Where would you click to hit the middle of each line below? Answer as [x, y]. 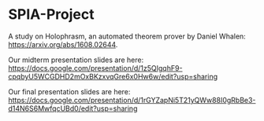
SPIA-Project [51, 15]
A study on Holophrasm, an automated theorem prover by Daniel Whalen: [127, 36]
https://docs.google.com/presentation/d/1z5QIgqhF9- [95, 68]
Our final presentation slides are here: [69, 91]
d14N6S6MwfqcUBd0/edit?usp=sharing [73, 108]
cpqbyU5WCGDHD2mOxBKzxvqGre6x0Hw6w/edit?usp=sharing [113, 76]
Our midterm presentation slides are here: [76, 60]
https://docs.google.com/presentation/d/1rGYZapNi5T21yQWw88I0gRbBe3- [132, 100]
